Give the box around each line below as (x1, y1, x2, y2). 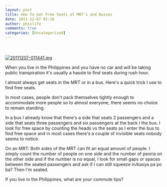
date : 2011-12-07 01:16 (5, 16, 55, 21)
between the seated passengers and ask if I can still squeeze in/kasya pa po (5, 162, 162, 167)
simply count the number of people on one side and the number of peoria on (5, 151, 163, 157)
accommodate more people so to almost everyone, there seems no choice (5, 100, 158, 105)
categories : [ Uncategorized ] (5, 30, 66, 35)
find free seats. (5, 85, 36, 90)
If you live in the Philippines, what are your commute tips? (5, 177, 124, 182)
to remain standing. (5, 105, 45, 111)
